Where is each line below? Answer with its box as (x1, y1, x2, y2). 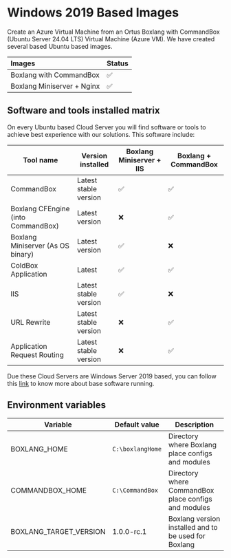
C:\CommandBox (112, 486, 159, 494)
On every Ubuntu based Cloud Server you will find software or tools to (7, 122, 206, 131)
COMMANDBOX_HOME (10, 485, 87, 495)
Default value (114, 420, 159, 429)
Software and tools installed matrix (7, 105, 160, 116)
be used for (168, 531, 206, 541)
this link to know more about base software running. (7, 379, 155, 387)
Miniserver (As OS (10, 241, 70, 250)
